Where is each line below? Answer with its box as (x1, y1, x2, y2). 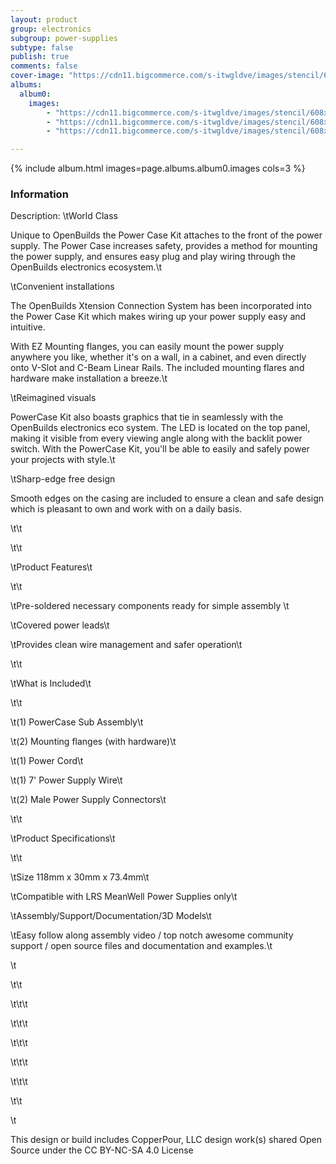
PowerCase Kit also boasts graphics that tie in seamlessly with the (10, 411, 284, 423)
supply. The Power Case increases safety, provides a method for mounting (10, 240, 318, 252)
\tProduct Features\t (10, 561, 93, 573)
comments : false (10, 61, 78, 71)
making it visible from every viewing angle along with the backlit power (10, 432, 303, 445)
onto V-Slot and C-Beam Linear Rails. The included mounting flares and (10, 362, 305, 374)
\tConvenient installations (10, 281, 115, 293)
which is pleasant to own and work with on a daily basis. (10, 503, 243, 515)
